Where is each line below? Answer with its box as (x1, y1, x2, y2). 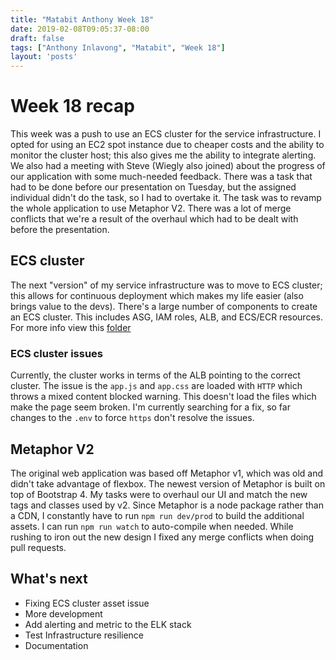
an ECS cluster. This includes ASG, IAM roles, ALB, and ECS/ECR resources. (10, 311, 323, 323)
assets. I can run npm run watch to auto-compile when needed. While (10, 520, 294, 532)
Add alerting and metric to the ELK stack (24, 618, 192, 630)
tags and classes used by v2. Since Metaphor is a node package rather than (10, 499, 324, 511)
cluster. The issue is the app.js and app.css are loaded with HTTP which (10, 380, 303, 392)
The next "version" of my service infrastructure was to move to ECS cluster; (10, 279, 323, 291)
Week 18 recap (10, 95, 135, 118)
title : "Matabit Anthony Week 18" (10, 14, 155, 25)
